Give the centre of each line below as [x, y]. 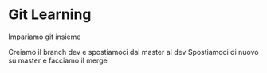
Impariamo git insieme [45, 36]
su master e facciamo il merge [58, 60]
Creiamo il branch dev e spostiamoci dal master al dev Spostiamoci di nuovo [133, 52]
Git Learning [50, 15]
